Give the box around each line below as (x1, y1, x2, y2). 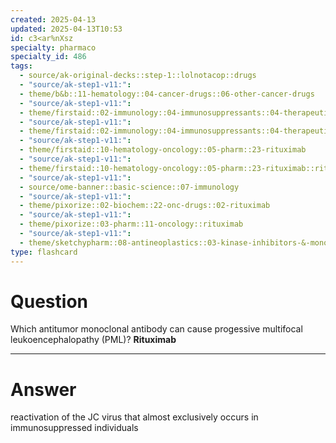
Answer (10, 378, 77, 401)
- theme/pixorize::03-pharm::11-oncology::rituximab (19, 219, 244, 230)
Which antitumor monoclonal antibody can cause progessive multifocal (10, 323, 303, 335)
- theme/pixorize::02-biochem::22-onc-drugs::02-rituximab (19, 201, 271, 211)
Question (10, 290, 88, 313)
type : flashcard (10, 247, 78, 257)
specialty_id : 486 (10, 52, 87, 62)
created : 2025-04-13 (10, 14, 97, 25)
